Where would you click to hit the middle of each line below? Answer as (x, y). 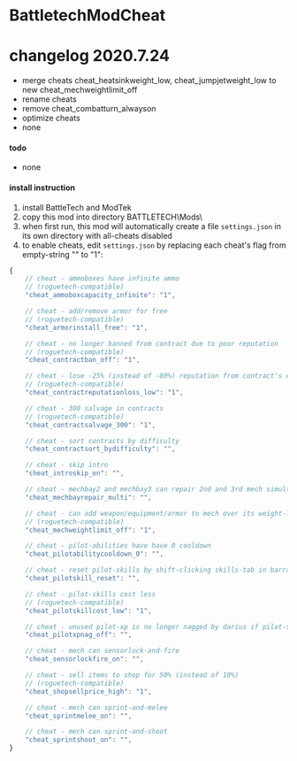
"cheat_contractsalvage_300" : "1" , (91, 425)
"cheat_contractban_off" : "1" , (83, 360)
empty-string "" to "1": (62, 254)
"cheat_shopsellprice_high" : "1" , (88, 691)
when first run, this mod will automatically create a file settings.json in (151, 226)
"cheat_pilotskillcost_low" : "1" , (88, 611)
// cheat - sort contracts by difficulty (102, 441)
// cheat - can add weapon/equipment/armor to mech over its (140, 513)
